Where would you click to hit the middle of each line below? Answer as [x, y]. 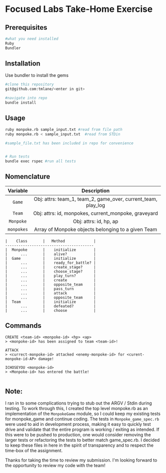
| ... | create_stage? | [51, 267]
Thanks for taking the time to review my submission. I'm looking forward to [81, 460]
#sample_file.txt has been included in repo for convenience [69, 143]
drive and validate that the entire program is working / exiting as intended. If [82, 429]
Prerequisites [26, 28]
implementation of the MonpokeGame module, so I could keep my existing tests [83, 414]
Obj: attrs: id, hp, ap [96, 221]
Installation [23, 64]
